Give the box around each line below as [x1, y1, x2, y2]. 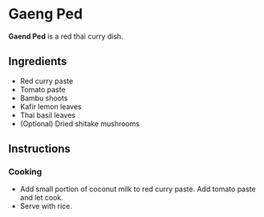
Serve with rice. [19, 202, 72, 211]
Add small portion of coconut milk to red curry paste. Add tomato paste [19, 184, 256, 194]
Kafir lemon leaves [19, 101, 82, 111]
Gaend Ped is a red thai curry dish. [8, 31, 124, 41]
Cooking [8, 166, 43, 178]
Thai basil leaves [19, 110, 76, 120]
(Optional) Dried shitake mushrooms [19, 118, 140, 129]
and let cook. [19, 193, 64, 203]
